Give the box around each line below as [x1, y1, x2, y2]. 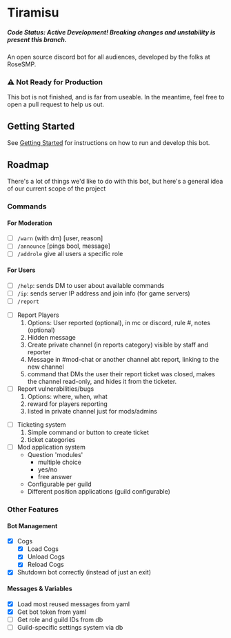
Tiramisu [7, 5, 59, 21]
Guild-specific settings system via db [17, 623, 123, 631]
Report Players [17, 311, 60, 319]
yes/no [37, 465, 58, 474]
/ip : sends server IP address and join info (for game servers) [17, 289, 191, 298]
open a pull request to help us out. [7, 100, 105, 108]
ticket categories [27, 435, 76, 443]
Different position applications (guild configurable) [27, 487, 171, 496]
